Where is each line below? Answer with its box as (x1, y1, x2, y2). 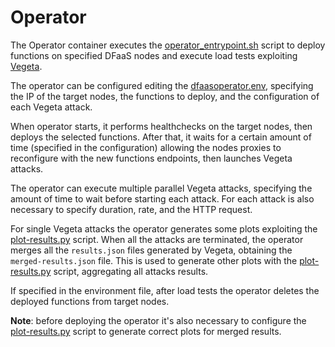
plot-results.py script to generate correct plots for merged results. (10, 325, 282, 337)
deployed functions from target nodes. (10, 295, 170, 307)
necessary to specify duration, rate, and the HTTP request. (10, 203, 253, 215)
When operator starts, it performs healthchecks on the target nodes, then (10, 120, 313, 132)
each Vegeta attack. (10, 101, 93, 113)
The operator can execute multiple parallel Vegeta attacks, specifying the (10, 182, 313, 194)
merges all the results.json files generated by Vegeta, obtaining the (10, 244, 293, 256)
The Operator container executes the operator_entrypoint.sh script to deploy (10, 39, 326, 51)
